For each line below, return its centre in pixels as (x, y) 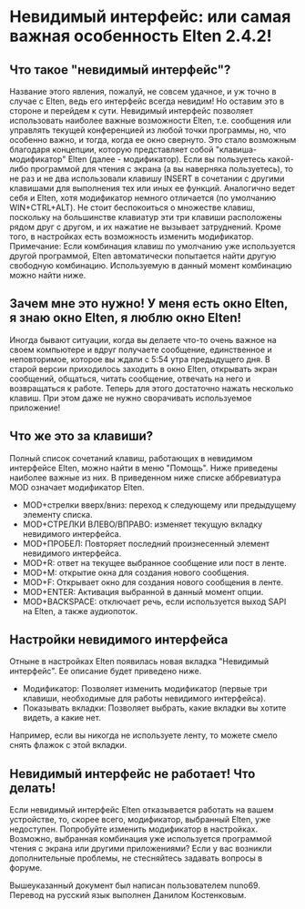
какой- (280, 159)
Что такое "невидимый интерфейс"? (120, 70)
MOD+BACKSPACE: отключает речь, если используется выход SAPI (154, 601)
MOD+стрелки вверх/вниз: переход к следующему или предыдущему (159, 505)
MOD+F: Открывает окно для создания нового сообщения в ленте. (153, 582)
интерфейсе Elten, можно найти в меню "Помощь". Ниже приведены (143, 468)
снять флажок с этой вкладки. (68, 745)
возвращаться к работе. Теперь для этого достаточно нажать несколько (152, 388)
